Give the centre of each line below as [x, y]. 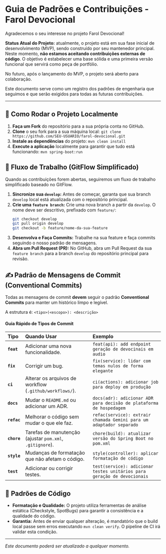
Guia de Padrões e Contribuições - [77, 9]
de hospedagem [109, 408]
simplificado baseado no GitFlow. [39, 184]
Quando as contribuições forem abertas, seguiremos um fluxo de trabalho [80, 179]
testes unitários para [119, 472]
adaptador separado [115, 425]
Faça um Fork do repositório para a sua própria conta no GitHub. [78, 126]
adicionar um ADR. [46, 407]
